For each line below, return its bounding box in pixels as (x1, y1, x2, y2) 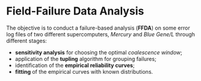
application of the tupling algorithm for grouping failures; (14, 55, 156, 62)
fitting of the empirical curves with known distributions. (14, 68, 153, 75)
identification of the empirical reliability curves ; (14, 62, 135, 69)
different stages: (6, 37, 47, 44)
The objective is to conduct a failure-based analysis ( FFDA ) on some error (6, 24, 191, 31)
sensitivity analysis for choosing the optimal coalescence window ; (14, 48, 182, 56)
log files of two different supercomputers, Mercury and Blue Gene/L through (6, 30, 196, 37)
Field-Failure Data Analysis (6, 4, 144, 18)
